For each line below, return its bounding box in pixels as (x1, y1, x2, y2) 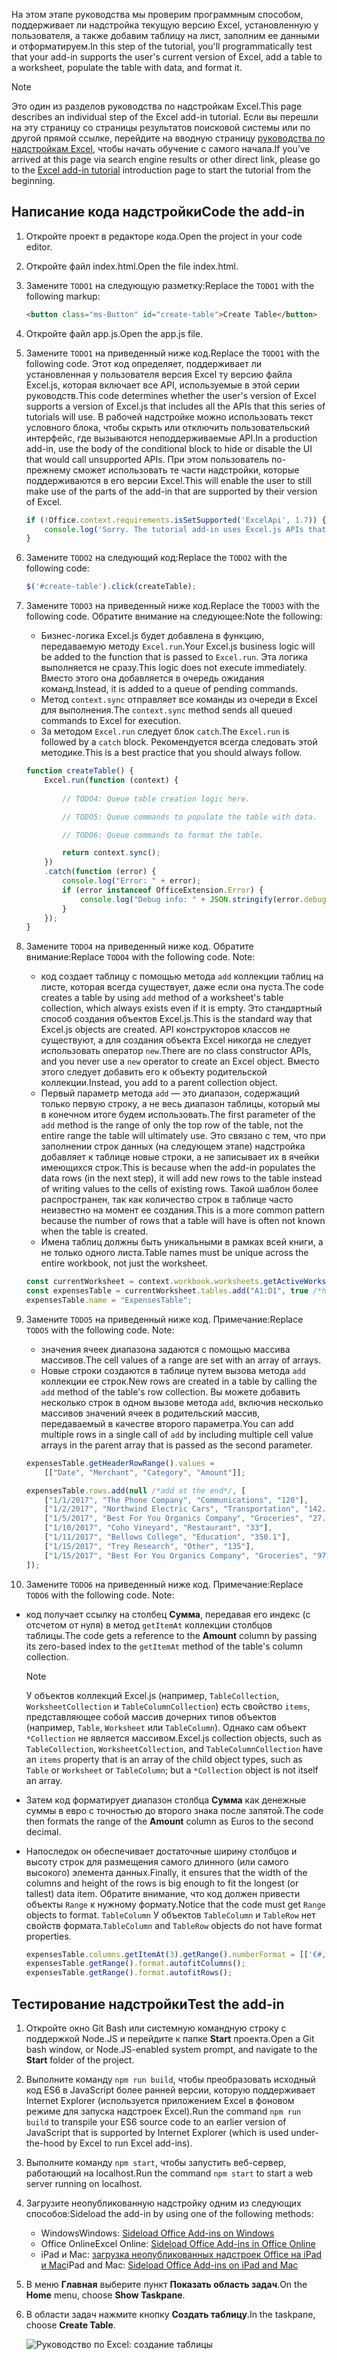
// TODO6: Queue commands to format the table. (62, 830, 264, 840)
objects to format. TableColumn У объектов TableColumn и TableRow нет (25, 1909, 316, 1921)
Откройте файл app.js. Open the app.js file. (25, 327, 204, 339)
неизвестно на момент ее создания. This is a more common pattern (40, 1204, 326, 1216)
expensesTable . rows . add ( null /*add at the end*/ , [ (25, 1485, 246, 1496)
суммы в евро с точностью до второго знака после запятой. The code (25, 1804, 324, 1816)
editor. (25, 240, 53, 253)
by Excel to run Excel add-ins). (66, 2137, 193, 2149)
